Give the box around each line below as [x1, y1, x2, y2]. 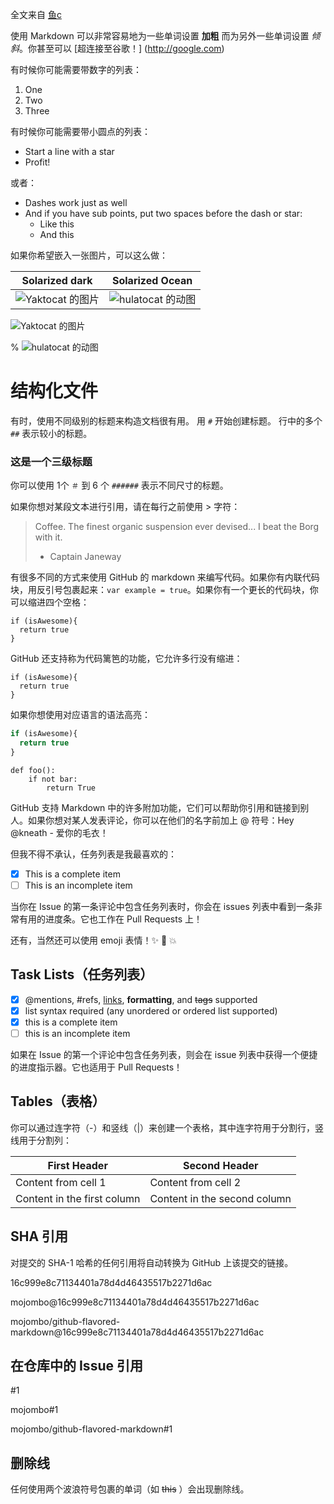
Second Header [182, 1158, 259, 1172]
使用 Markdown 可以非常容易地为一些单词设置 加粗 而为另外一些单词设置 [10, 30, 310, 42]
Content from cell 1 [15, 1175, 107, 1189]
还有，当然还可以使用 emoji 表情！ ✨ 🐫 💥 [10, 934, 177, 946]
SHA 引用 [10, 1228, 69, 1245]
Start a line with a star [24, 146, 115, 157]
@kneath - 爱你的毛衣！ [10, 826, 109, 838]
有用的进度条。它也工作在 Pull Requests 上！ [18, 913, 203, 925]
